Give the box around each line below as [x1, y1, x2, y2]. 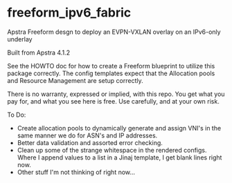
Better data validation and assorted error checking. [17, 138, 163, 146]
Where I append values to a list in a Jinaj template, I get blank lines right [17, 153, 222, 162]
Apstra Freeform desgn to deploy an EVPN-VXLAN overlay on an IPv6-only [7, 28, 221, 36]
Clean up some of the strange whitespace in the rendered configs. [17, 146, 207, 154]
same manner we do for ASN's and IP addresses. [17, 131, 158, 139]
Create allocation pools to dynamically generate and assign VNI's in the [17, 124, 222, 132]
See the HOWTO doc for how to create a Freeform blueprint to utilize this [7, 61, 215, 70]
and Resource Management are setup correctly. [7, 76, 143, 84]
